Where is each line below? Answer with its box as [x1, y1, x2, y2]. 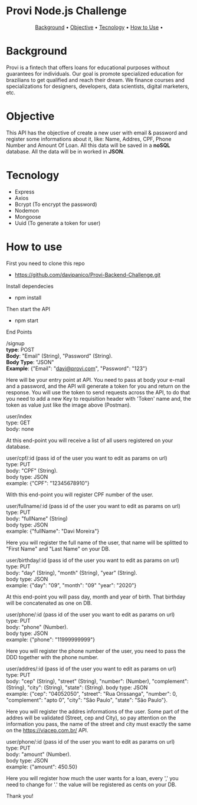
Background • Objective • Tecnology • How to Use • [35, 24, 163, 31]
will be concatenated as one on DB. [6, 599, 93, 606]
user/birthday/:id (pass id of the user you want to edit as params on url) [6, 557, 180, 564]
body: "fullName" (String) [6, 515, 68, 522]
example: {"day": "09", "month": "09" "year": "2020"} [6, 581, 137, 588]
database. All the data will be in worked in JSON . [6, 148, 125, 155]
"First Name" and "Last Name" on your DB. [6, 545, 110, 552]
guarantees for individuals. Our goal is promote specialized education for [6, 70, 183, 77]
